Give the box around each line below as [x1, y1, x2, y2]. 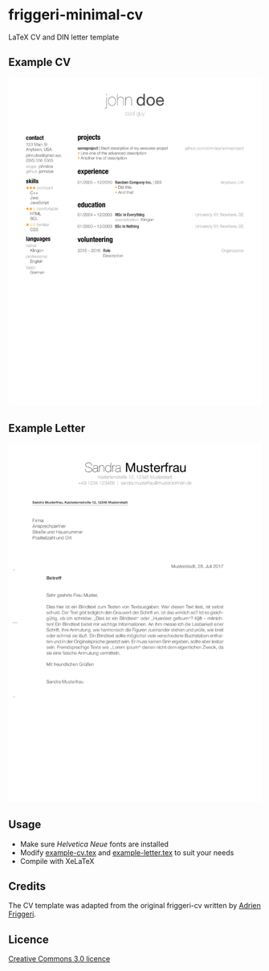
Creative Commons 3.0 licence [8, 954, 111, 964]
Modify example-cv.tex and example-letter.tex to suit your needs [19, 847, 234, 858]
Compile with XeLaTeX [19, 856, 95, 866]
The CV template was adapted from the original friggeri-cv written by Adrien [8, 901, 261, 911]
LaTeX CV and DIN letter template [8, 32, 120, 42]
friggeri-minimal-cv [8, 6, 143, 24]
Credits [8, 879, 47, 894]
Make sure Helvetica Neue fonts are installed [19, 839, 169, 849]
